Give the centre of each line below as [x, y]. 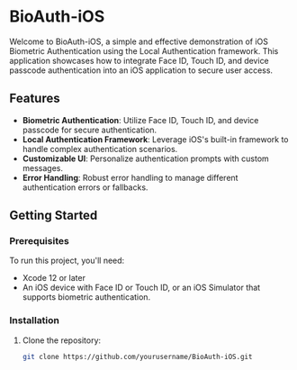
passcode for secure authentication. [90, 130]
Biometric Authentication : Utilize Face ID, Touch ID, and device [140, 120]
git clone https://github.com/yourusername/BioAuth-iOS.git [137, 356]
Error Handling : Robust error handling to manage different [130, 177]
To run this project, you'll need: [67, 261]
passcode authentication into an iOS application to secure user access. [141, 70]
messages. [43, 167]
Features [35, 99]
